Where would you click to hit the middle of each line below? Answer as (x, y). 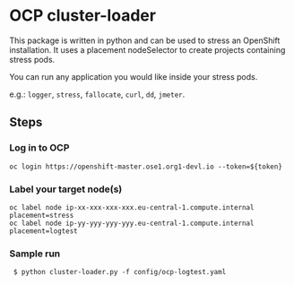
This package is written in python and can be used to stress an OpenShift (145, 40)
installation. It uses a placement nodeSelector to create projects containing (147, 49)
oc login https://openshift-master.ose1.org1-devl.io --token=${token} (146, 167)
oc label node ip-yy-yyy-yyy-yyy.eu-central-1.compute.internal (132, 223)
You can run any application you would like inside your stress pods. (134, 76)
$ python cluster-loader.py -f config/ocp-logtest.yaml (120, 272)
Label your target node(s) (66, 189)
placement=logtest (43, 231)
